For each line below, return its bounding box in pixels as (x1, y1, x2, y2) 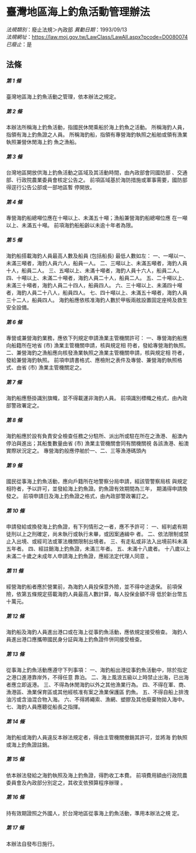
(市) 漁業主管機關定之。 (28, 364, 85, 371)
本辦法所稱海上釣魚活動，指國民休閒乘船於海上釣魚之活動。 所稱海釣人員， (6, 124, 188, 131)
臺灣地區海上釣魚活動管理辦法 (6, 5, 151, 19)
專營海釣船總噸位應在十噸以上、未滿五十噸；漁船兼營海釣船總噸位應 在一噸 (6, 215, 188, 222)
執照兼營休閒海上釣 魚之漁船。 (6, 139, 80, 146)
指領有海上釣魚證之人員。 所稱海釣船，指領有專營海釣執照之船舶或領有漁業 (6, 131, 188, 139)
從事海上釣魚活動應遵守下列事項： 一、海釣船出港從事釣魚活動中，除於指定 (6, 666, 188, 673)
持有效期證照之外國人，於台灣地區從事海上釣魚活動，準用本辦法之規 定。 (6, 809, 183, 816)
